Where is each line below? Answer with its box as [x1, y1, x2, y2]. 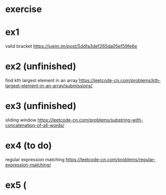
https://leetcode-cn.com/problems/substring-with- [37, 117, 143, 123]
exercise [5, 4, 42, 15]
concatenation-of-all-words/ [5, 122, 65, 128]
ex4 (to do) [5, 140, 52, 151]
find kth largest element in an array [5, 77, 78, 83]
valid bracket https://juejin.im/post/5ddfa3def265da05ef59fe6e [5, 43, 137, 49]
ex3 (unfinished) [5, 101, 77, 112]
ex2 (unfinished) [5, 61, 77, 72]
